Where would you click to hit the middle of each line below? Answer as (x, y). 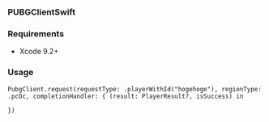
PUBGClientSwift (42, 12)
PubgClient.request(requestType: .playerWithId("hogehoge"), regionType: (135, 89)
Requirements (36, 33)
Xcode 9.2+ (39, 52)
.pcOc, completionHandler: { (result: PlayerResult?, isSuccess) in (126, 96)
